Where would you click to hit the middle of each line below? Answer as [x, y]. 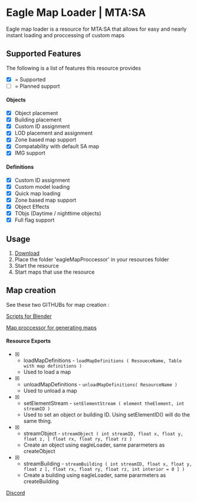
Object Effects [32, 206]
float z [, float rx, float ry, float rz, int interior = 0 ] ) [104, 469]
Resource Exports [29, 341]
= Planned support [37, 86]
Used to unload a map [50, 391]
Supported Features [44, 54]
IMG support [30, 153]
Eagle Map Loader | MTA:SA [76, 13]
